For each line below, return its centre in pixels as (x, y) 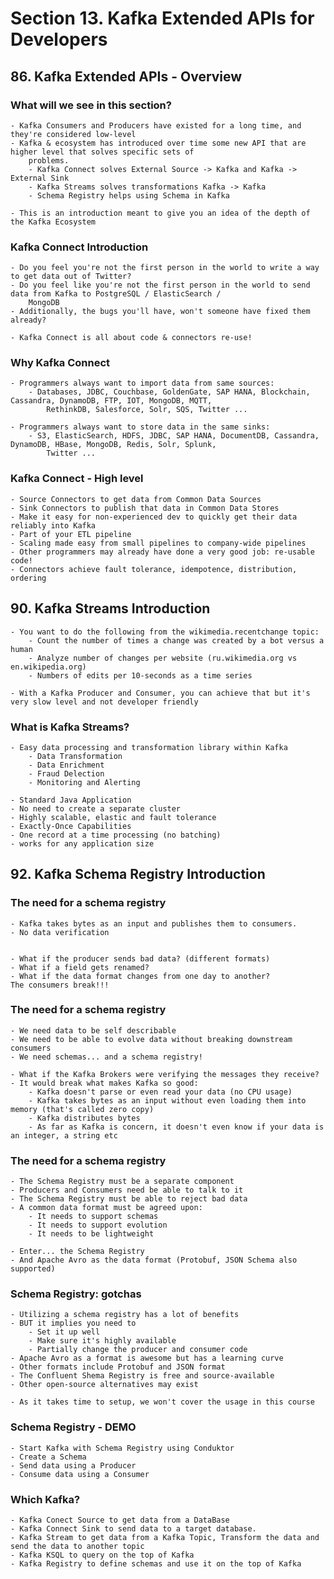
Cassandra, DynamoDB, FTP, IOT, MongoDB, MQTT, (111, 401)
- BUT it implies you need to (73, 1323)
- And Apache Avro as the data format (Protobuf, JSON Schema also (154, 1260)
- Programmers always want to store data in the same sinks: (140, 427)
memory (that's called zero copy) (82, 1109)
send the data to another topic (77, 1547)
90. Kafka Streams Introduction (110, 608)
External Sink (40, 178)
